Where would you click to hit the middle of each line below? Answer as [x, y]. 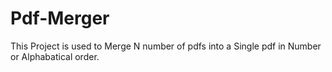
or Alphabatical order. [55, 56]
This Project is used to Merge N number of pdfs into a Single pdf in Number [166, 46]
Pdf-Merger [60, 18]
